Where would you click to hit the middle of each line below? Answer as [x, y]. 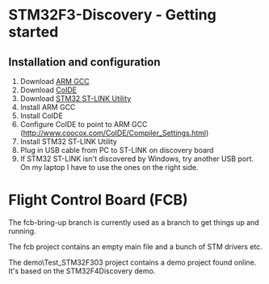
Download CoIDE [48, 90]
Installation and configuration [84, 62]
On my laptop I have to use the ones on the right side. [109, 167]
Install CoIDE [41, 116]
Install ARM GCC [48, 107]
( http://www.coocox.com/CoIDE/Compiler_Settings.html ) [114, 133]
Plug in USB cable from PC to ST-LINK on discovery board [117, 150]
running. [22, 231]
